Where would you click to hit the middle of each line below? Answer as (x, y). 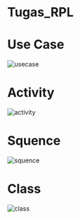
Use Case (36, 45)
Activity (31, 93)
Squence (34, 141)
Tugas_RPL (40, 12)
